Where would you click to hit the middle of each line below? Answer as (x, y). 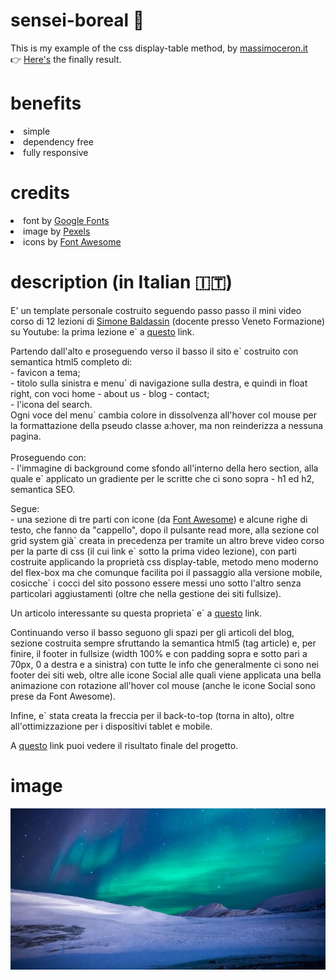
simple (37, 131)
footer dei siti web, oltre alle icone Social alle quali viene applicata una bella (166, 675)
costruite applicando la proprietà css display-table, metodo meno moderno (164, 561)
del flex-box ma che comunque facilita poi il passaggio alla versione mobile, (166, 572)
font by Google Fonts (66, 220)
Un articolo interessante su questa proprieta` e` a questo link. (136, 613)
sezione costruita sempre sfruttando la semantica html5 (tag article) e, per (163, 643)
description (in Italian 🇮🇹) (121, 282)
